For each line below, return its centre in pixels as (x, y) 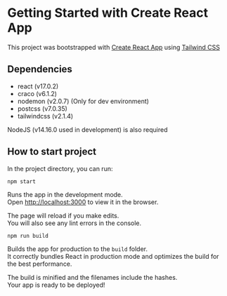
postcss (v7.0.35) (43, 108)
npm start (22, 181)
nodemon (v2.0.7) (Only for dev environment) (83, 101)
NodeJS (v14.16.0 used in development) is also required (87, 129)
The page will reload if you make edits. (63, 215)
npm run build (28, 236)
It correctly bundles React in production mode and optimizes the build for (113, 256)
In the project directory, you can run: (60, 168)
